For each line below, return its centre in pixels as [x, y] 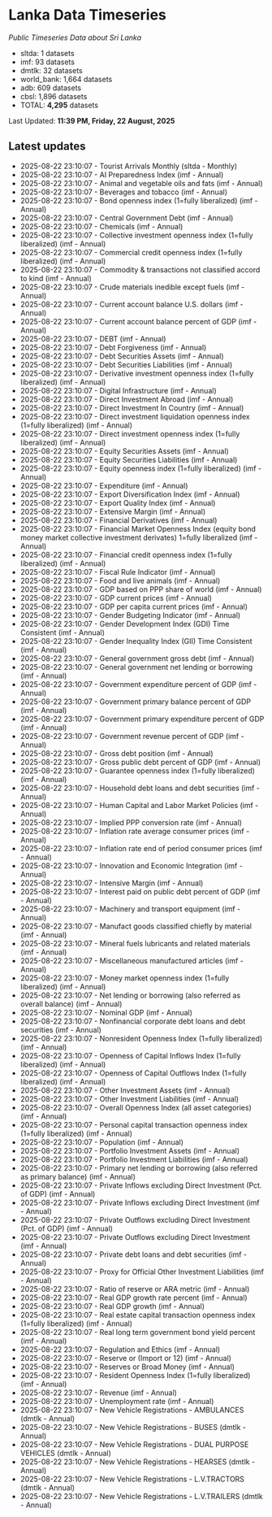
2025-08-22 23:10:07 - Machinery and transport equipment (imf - [130, 909]
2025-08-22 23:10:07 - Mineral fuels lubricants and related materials [135, 943]
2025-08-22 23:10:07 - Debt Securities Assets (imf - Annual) [122, 356]
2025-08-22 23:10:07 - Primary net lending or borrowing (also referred [139, 1167]
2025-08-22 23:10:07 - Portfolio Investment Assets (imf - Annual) [130, 1150]
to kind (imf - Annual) [56, 278]
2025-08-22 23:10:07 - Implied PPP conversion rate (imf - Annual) [131, 822]
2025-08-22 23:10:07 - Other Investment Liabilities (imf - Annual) [130, 1098]
